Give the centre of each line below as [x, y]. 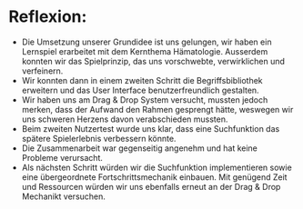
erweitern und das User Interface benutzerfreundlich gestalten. [141, 90]
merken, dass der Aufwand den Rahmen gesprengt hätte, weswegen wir [157, 109]
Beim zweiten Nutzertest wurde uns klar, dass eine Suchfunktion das [151, 128]
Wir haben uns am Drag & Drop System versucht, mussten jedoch [145, 100]
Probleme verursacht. [62, 157]
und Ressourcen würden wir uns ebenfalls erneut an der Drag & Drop [151, 186]
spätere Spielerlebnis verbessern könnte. [99, 138]
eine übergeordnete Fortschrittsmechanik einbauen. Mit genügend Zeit [154, 177]
